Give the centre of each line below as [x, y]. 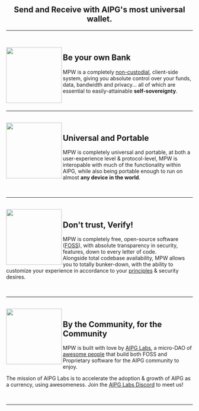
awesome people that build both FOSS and [115, 354]
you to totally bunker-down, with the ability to [118, 264]
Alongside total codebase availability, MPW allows [124, 258]
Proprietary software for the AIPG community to [121, 361]
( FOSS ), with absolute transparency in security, [121, 245]
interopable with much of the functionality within [122, 165]
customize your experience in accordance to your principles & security [92, 271]
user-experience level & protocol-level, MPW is [120, 159]
